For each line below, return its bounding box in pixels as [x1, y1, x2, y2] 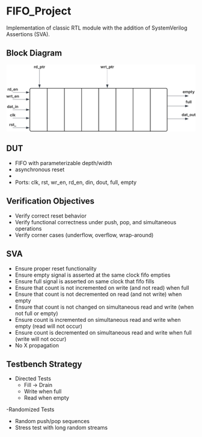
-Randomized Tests [6, 406, 55, 413]
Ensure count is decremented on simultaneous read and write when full [14, 329, 192, 336]
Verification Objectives [6, 196, 95, 206]
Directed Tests [14, 375, 51, 382]
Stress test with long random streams [14, 424, 108, 432]
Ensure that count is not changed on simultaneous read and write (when [14, 303, 194, 310]
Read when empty [23, 394, 69, 401]
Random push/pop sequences [14, 418, 90, 425]
